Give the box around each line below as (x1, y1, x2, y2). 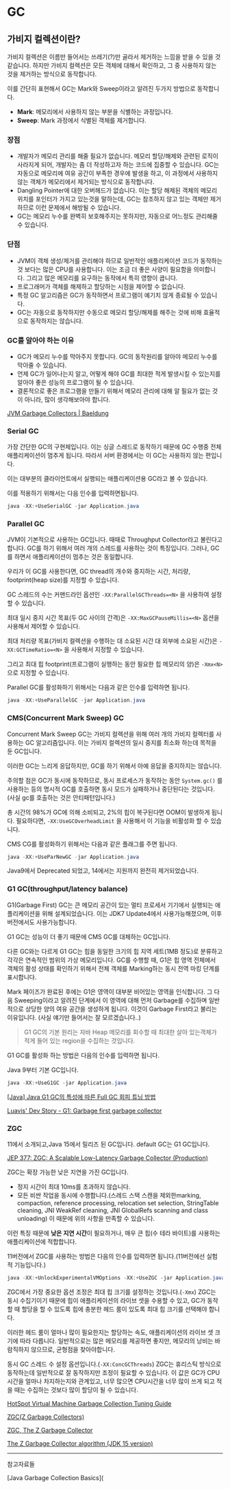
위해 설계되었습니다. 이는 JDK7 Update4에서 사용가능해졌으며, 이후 (42, 909, 222, 917)
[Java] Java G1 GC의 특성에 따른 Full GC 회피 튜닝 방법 (7, 1093, 156, 1101)
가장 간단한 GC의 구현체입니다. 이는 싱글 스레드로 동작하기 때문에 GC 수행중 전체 (7, 443, 222, 451)
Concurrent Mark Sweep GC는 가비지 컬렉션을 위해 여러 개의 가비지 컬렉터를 (7, 730, 214, 738)
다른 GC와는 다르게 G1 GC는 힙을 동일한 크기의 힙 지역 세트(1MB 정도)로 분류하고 (7, 947, 223, 955)
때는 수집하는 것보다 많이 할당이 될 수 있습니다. (14, 1385, 139, 1393)
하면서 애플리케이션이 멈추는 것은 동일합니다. (14, 552, 133, 561)
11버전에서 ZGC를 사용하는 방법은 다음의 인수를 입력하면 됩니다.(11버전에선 (7, 1252, 205, 1260)
